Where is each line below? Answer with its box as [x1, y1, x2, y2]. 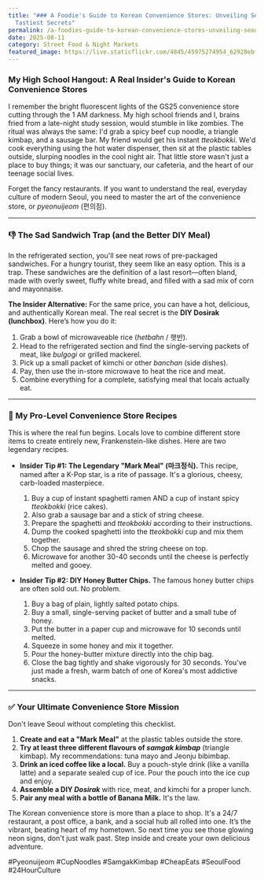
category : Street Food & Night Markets [8, 41, 139, 49]
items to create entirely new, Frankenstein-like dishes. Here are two [8, 436, 226, 446]
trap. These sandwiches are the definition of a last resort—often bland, [8, 267, 237, 276]
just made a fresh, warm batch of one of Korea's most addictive [31, 666, 238, 676]
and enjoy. [19, 776, 53, 786]
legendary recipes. [8, 444, 69, 453]
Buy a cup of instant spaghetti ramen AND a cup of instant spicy [31, 493, 240, 502]
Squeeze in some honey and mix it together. [31, 641, 174, 650]
